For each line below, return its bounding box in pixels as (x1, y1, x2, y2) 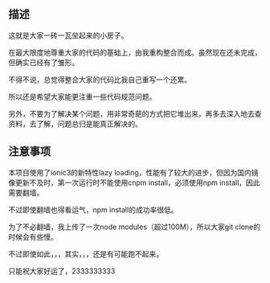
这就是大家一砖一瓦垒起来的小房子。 (8, 31, 129, 40)
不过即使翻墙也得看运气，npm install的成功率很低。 (8, 204, 178, 215)
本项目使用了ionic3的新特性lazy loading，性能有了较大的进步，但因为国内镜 (8, 167, 259, 177)
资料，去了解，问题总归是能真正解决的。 (8, 119, 142, 129)
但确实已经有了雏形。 (8, 57, 79, 67)
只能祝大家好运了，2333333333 (8, 266, 116, 276)
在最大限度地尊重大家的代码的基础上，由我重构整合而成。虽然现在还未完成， (8, 47, 262, 57)
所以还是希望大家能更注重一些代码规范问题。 (8, 92, 157, 101)
